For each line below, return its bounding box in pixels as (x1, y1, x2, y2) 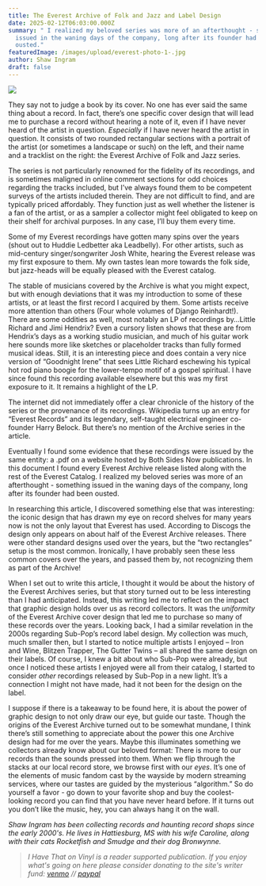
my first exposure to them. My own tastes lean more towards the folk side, (8, 257, 251, 267)
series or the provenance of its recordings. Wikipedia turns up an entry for (8, 405, 251, 415)
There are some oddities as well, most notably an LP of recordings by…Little (8, 314, 256, 324)
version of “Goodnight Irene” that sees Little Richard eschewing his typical (8, 356, 251, 366)
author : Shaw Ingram (8, 56, 77, 64)
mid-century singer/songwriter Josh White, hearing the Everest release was (8, 248, 256, 258)
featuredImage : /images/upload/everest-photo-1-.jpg (8, 48, 186, 56)
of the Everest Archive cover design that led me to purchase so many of (8, 612, 243, 621)
